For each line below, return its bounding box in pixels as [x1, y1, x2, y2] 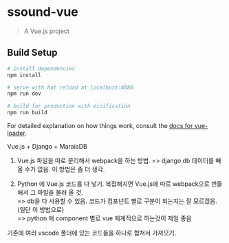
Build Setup [7, 47, 58, 59]
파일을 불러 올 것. [37, 189, 84, 196]
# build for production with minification [7, 103, 131, 110]
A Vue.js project [23, 27, 70, 35]
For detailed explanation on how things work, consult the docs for [7, 122, 193, 129]
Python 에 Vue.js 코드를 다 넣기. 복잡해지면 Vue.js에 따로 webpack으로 [17, 180, 210, 188]
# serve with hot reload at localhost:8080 [7, 84, 134, 91]
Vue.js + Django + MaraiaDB [7, 142, 87, 150]
